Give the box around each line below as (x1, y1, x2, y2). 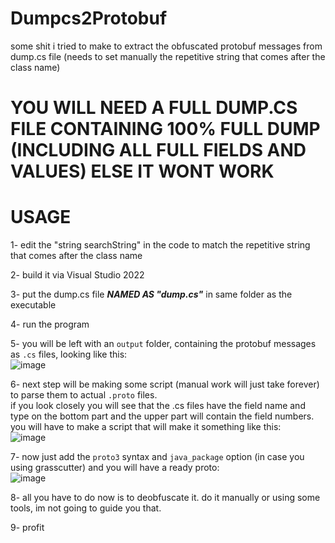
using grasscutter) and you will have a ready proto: (10, 462, 220, 474)
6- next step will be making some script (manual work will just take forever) (10, 378, 320, 391)
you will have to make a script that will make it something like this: (10, 421, 282, 433)
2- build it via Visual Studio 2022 (10, 269, 145, 281)
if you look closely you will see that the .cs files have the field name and (10, 400, 306, 412)
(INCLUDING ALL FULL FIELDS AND (10, 139, 307, 162)
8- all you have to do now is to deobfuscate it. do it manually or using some (10, 492, 321, 504)
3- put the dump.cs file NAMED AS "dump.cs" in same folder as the (10, 288, 293, 301)
